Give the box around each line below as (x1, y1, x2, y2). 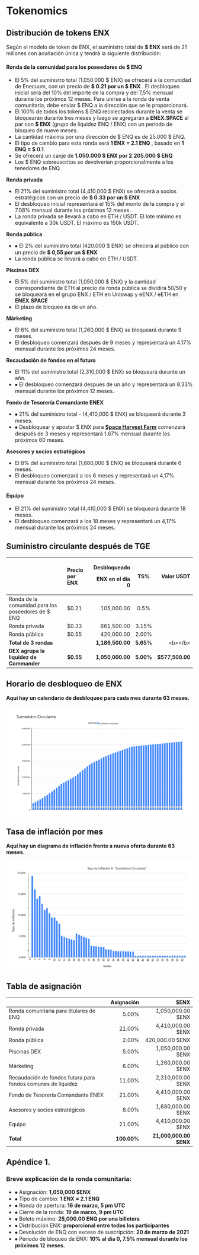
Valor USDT (161, 572, 191, 579)
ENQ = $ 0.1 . (14, 146, 46, 153)
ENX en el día (97, 575, 130, 582)
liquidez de (8, 654, 37, 661)
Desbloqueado (93, 563, 130, 571)
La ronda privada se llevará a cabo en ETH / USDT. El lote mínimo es (14, 213, 182, 220)
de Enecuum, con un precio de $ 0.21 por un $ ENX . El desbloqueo (14, 83, 180, 90)
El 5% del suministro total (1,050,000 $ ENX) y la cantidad (14, 278, 156, 285)
